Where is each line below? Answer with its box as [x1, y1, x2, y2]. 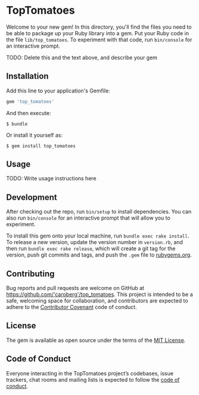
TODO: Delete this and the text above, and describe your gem [6, 54, 158, 61]
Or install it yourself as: [6, 131, 63, 138]
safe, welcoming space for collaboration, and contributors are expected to [6, 297, 189, 304]
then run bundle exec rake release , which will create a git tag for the [6, 245, 176, 252]
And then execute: [6, 109, 51, 116]
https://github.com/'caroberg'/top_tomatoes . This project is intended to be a [6, 291, 194, 298]
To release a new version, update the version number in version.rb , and [6, 239, 184, 246]
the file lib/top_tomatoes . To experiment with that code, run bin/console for [6, 36, 192, 43]
